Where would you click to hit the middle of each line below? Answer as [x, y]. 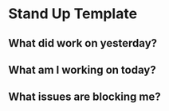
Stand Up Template [73, 14]
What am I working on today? [83, 69]
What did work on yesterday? [83, 43]
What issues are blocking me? [84, 97]
